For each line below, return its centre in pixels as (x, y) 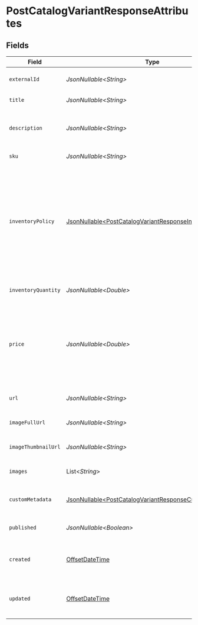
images (18, 471)
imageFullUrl (27, 422)
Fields (18, 45)
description (26, 128)
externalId (24, 79)
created (20, 560)
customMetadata (30, 499)
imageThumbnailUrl (35, 447)
